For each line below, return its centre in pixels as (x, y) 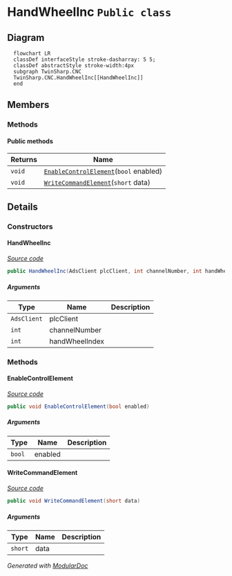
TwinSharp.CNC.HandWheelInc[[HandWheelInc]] (78, 78)
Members (28, 105)
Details (22, 207)
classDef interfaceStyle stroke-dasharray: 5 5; (85, 60)
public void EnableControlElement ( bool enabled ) (78, 406)
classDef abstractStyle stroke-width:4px (74, 66)
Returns (24, 159)
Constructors (30, 226)
